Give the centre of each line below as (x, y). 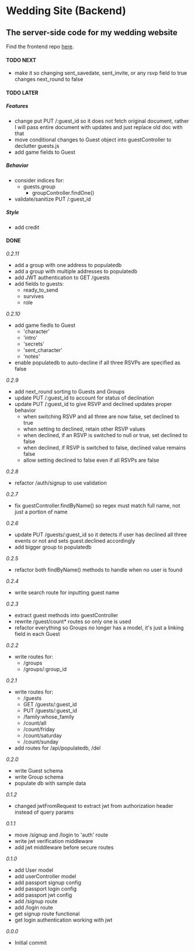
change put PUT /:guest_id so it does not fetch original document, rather (102, 121)
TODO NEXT (21, 60)
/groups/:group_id (45, 669)
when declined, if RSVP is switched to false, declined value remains (105, 448)
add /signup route (36, 901)
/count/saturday (43, 735)
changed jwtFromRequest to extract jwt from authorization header (94, 806)
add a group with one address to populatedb (68, 265)
